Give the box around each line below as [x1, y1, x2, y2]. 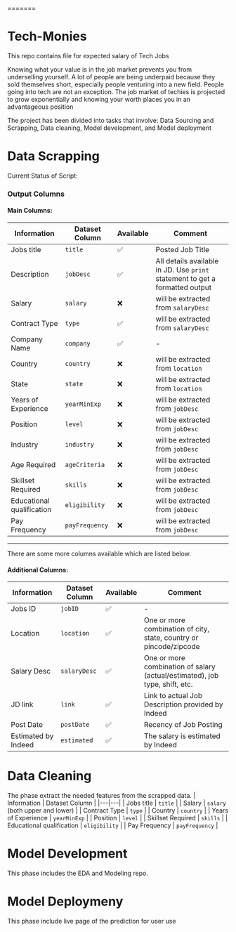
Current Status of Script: [7, 171, 79, 180]
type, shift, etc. [143, 679, 193, 689]
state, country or [143, 633, 199, 643]
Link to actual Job [143, 691, 203, 701]
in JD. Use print [155, 265, 209, 275]
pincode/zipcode [143, 642, 200, 652]
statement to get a [155, 274, 216, 283]
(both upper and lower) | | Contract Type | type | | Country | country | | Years [7, 806, 229, 815]
